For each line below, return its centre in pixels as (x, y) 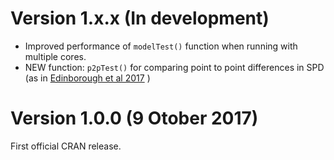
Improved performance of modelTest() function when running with (161, 46)
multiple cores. (55, 56)
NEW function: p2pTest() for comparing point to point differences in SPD (174, 67)
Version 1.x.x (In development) (140, 18)
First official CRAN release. (66, 146)
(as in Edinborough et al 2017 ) (87, 78)
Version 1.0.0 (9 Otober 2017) (134, 118)
